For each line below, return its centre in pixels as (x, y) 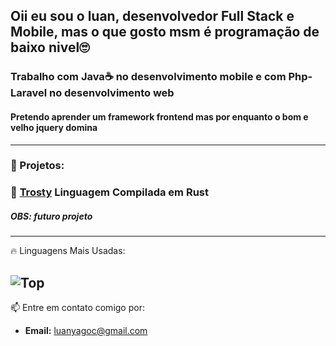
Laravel (29, 93)
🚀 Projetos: (37, 166)
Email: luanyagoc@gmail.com (86, 331)
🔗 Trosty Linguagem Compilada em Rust (109, 192)
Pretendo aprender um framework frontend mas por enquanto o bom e (159, 116)
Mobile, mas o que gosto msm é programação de (165, 32)
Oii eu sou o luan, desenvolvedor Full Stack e (152, 16)
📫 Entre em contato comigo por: (77, 308)
